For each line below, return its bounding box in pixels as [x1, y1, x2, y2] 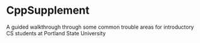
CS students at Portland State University [6, 29, 106, 36]
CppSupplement [6, 4, 90, 17]
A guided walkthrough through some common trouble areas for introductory [6, 23, 194, 30]
